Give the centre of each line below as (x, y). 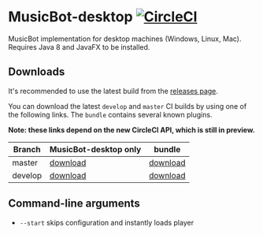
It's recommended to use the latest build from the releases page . (113, 91)
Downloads (37, 72)
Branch (27, 149)
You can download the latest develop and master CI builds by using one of (128, 106)
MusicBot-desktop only (96, 149)
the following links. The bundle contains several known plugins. (110, 114)
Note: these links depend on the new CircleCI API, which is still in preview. (132, 129)
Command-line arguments (74, 204)
